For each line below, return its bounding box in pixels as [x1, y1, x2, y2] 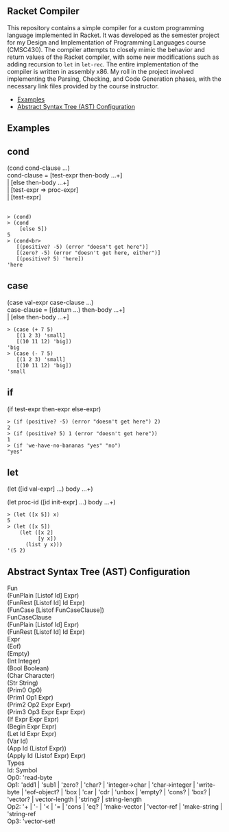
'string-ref [7, 810, 36, 818]
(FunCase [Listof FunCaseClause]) [7, 606, 105, 614]
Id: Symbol [7, 766, 38, 774]
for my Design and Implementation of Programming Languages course [7, 38, 206, 47]
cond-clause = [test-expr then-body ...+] [7, 171, 123, 180]
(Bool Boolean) [7, 664, 49, 672]
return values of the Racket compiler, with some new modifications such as [7, 53, 219, 61]
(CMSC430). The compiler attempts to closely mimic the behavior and [7, 45, 206, 53]
